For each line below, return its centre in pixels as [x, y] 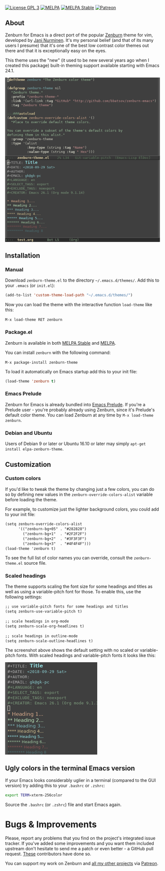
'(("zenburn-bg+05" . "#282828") [52, 529]
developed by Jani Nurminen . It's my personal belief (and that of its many [79, 40]
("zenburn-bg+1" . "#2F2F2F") [55, 534]
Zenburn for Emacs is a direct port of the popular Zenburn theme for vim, [79, 35]
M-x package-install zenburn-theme [41, 362]
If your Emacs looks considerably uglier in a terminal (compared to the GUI [81, 780]
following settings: [24, 597]
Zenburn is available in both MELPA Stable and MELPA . [61, 343]
